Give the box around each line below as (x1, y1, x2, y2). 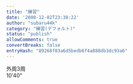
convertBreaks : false (6, 43, 61, 49)
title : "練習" (6, 8, 40, 15)
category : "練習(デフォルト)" (6, 25, 76, 32)
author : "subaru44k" (6, 20, 58, 26)
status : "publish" (6, 31, 52, 37)
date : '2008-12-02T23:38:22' (6, 14, 79, 20)
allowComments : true (6, 37, 58, 43)
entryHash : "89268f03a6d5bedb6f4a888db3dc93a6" (6, 48, 128, 54)
